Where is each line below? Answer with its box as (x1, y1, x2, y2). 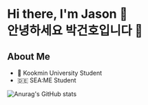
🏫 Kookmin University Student (17, 69, 103, 77)
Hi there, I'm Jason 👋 (7, 6, 128, 22)
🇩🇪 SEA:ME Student (17, 76, 77, 84)
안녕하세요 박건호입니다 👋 (7, 23, 143, 38)
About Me (7, 51, 50, 62)
